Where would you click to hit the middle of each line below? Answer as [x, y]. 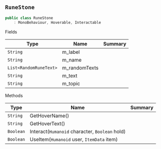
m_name [72, 60]
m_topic [71, 83]
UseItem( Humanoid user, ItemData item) [74, 139]
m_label [71, 52]
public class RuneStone [29, 18]
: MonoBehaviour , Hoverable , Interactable [57, 22]
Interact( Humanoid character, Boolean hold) [78, 132]
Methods [14, 95]
